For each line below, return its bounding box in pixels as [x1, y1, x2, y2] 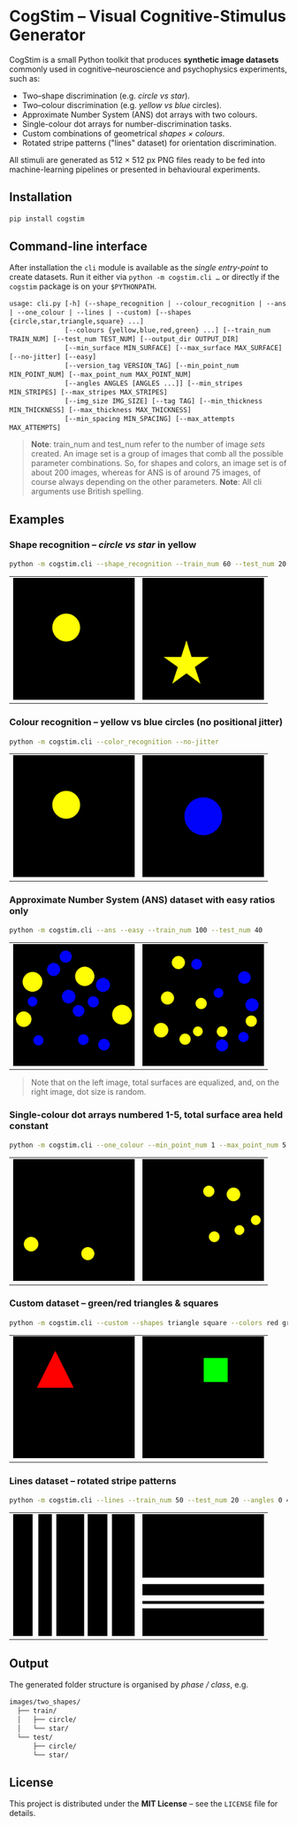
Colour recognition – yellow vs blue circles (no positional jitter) [9, 716, 283, 729]
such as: [9, 73, 41, 83]
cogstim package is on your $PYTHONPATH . [9, 281, 157, 292]
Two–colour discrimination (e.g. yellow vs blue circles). [21, 99, 223, 110]
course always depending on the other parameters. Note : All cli [30, 477, 263, 487]
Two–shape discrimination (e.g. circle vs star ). [21, 90, 190, 101]
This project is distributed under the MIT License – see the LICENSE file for [9, 1798, 278, 1809]
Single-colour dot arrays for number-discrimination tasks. [21, 118, 232, 129]
